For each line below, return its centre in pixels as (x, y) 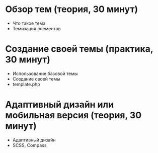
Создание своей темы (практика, (79, 49)
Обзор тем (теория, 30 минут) (72, 9)
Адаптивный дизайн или (60, 105)
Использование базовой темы (45, 73)
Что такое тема (29, 23)
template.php (26, 84)
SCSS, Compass (29, 145)
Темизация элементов (37, 28)
